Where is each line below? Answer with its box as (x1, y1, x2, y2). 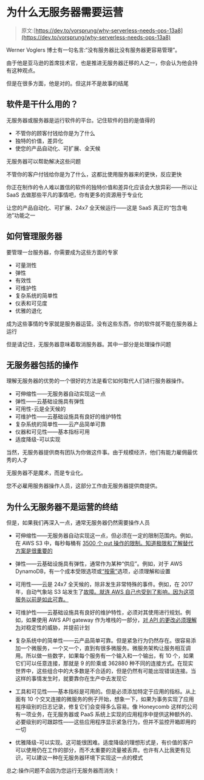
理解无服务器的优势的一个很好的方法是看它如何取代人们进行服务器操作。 (6, 377, 187, 385)
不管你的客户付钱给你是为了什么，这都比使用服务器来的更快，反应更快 (6, 170, 182, 178)
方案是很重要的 (15, 547, 53, 554)
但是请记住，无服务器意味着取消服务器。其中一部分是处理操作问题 (6, 340, 171, 347)
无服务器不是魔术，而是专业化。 (6, 469, 86, 476)
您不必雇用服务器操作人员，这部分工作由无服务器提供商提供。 (6, 482, 161, 490)
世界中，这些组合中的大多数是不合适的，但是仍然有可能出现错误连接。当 (15, 667, 196, 675)
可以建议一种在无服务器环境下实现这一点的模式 (25, 754, 143, 761)
